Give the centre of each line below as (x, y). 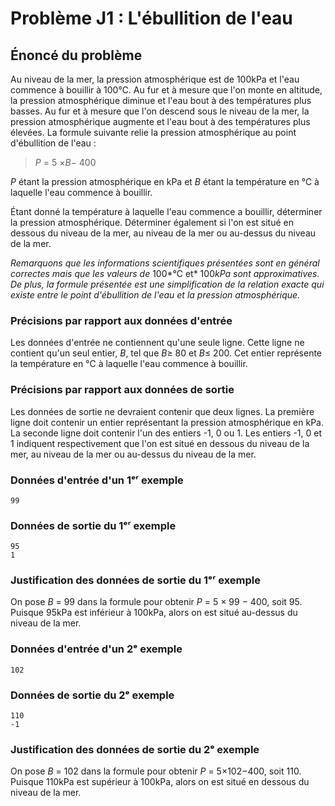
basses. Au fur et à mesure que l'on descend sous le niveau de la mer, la (160, 111)
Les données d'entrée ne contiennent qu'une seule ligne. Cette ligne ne (157, 343)
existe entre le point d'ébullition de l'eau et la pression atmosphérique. (155, 295)
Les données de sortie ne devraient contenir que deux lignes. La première (162, 411)
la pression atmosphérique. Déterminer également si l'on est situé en (152, 222)
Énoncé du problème (76, 55)
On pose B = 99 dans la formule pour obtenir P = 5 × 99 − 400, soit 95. (156, 602)
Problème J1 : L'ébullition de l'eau (151, 18)
